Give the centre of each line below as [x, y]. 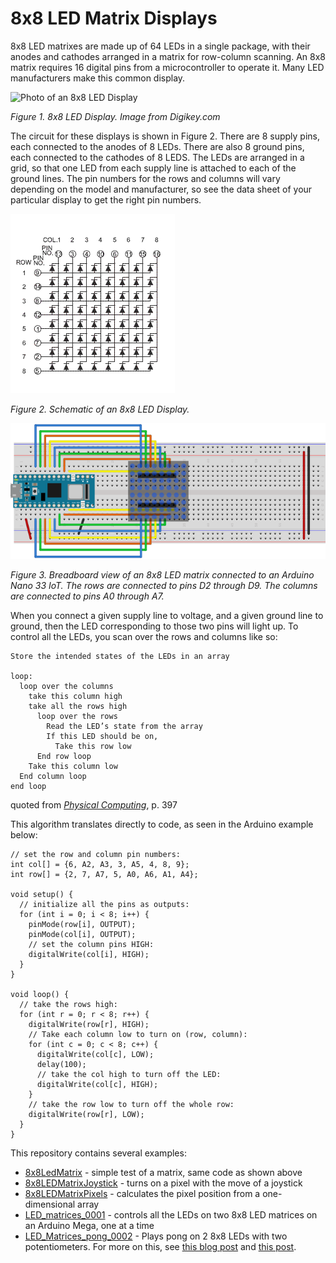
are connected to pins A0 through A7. [87, 596]
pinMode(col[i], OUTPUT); [82, 934]
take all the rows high [78, 706]
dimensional [50, 1204]
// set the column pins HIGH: [91, 944]
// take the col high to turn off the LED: [129, 1074]
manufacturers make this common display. [98, 78]
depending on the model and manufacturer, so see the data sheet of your [161, 189]
